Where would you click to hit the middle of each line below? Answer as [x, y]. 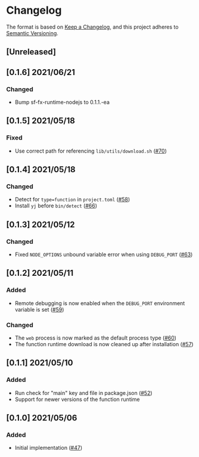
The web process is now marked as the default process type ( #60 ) [96, 338]
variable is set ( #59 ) [39, 309]
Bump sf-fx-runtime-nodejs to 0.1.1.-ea [62, 102]
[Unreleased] [31, 52]
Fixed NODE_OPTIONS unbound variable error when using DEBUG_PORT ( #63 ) [104, 254]
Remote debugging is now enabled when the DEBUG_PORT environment [100, 303]
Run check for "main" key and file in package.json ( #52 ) [84, 393]
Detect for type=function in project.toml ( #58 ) [72, 200]
